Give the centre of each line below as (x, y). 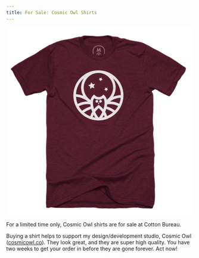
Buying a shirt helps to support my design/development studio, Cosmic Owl (99, 236)
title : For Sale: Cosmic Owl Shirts (52, 13)
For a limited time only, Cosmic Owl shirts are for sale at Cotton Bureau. (94, 224)
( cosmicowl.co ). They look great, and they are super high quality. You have (98, 242)
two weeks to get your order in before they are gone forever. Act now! (92, 248)
